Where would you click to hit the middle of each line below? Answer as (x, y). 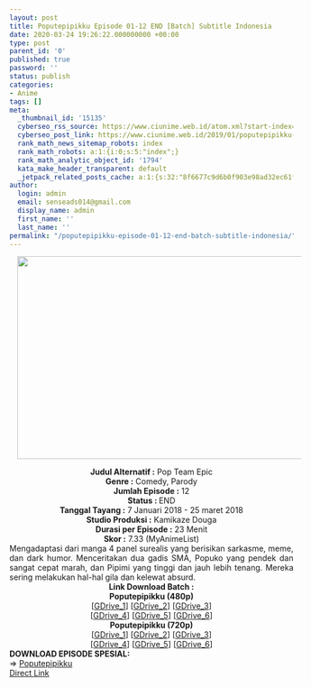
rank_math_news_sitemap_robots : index (91, 143)
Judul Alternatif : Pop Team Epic (151, 472)
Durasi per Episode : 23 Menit (151, 529)
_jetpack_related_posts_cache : (76, 177)
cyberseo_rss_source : (58, 127)
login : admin (42, 194)
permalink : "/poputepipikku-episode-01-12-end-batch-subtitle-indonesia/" (153, 235)
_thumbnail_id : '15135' (62, 118)
